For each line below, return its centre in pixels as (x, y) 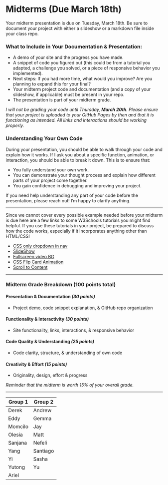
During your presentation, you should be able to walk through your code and (84, 149)
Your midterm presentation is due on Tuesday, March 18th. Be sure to (77, 23)
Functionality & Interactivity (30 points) (47, 319)
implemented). (28, 73)
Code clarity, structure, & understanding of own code (68, 353)
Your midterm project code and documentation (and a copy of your (82, 89)
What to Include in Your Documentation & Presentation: (74, 46)
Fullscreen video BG (33, 256)
